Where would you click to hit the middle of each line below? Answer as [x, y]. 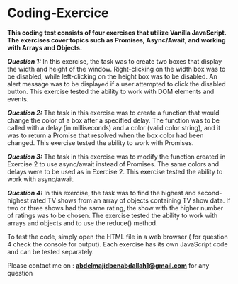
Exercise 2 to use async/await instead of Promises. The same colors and [113, 164]
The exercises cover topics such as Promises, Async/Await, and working [117, 40]
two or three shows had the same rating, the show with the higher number [115, 208]
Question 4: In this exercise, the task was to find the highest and [102, 193]
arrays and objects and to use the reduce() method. [83, 223]
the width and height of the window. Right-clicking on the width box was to [117, 69]
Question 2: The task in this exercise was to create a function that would [113, 113]
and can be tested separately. [51, 251]
